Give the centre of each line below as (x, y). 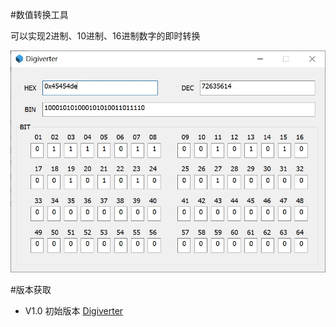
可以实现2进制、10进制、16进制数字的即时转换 (105, 36)
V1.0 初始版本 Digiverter (74, 310)
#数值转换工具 (39, 14)
